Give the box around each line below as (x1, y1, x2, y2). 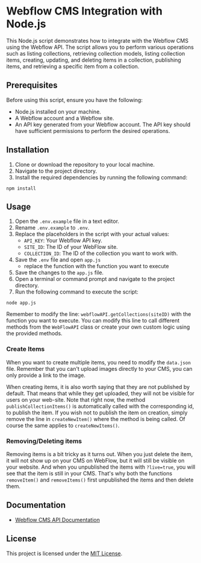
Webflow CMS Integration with (6, 4, 162, 18)
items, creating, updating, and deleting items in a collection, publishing (6, 56, 182, 63)
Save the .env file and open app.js (14, 256, 101, 263)
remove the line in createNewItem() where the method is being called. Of (6, 415, 185, 422)
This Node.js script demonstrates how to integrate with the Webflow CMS (6, 37, 188, 44)
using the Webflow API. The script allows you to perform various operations (6, 43, 194, 51)
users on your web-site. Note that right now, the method (6, 396, 146, 403)
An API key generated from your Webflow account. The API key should (14, 121, 191, 128)
